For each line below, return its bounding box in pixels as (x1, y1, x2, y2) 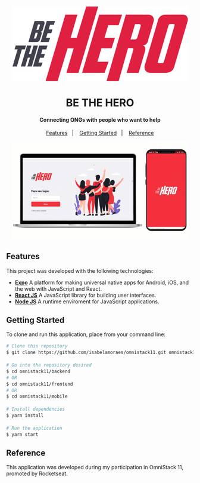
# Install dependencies (6, 406, 65, 413)
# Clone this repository (6, 343, 68, 349)
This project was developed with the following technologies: (6, 267, 154, 274)
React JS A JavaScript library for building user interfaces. (14, 291, 157, 299)
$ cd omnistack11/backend (6, 368, 70, 374)
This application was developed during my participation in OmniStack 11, (6, 464, 183, 471)
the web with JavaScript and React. (14, 285, 102, 292)
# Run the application (6, 425, 62, 431)
